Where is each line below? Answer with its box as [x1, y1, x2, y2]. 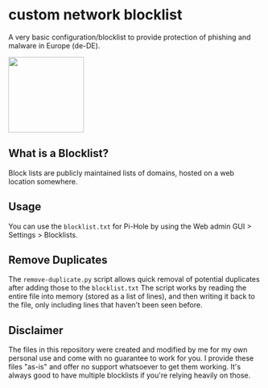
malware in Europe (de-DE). [8, 40, 101, 50]
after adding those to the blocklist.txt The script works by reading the [8, 283, 247, 293]
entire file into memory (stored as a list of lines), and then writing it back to [8, 291, 256, 301]
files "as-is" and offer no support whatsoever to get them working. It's [8, 362, 241, 372]
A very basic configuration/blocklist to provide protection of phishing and [8, 32, 251, 42]
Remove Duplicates [8, 253, 108, 266]
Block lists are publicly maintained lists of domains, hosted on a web [8, 167, 235, 178]
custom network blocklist [8, 6, 183, 24]
